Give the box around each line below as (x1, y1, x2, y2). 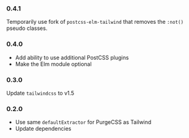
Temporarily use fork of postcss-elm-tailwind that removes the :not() (6, 18, 184, 26)
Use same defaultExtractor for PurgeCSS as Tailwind (15, 118, 152, 126)
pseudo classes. (6, 24, 48, 32)
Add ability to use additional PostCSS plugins (15, 54, 129, 61)
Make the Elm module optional (15, 60, 92, 68)
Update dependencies (15, 125, 72, 133)
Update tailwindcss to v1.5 (6, 89, 75, 96)
